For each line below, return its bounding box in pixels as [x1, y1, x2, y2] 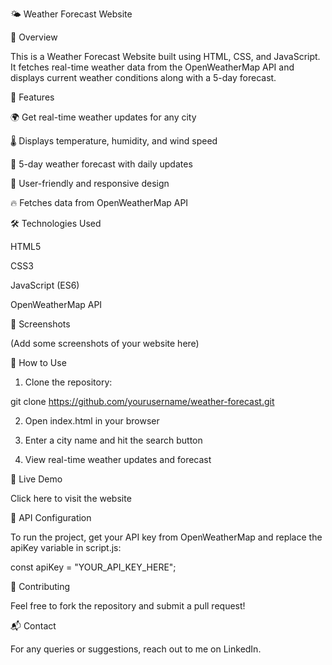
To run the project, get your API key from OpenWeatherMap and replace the [10, 531, 323, 543]
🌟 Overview [10, 31, 58, 43]
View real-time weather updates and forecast [24, 454, 212, 465]
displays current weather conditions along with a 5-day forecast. [10, 72, 277, 83]
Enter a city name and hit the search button [24, 434, 203, 446]
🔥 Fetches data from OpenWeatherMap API [10, 197, 189, 208]
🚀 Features [10, 91, 55, 103]
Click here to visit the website [10, 493, 132, 504]
